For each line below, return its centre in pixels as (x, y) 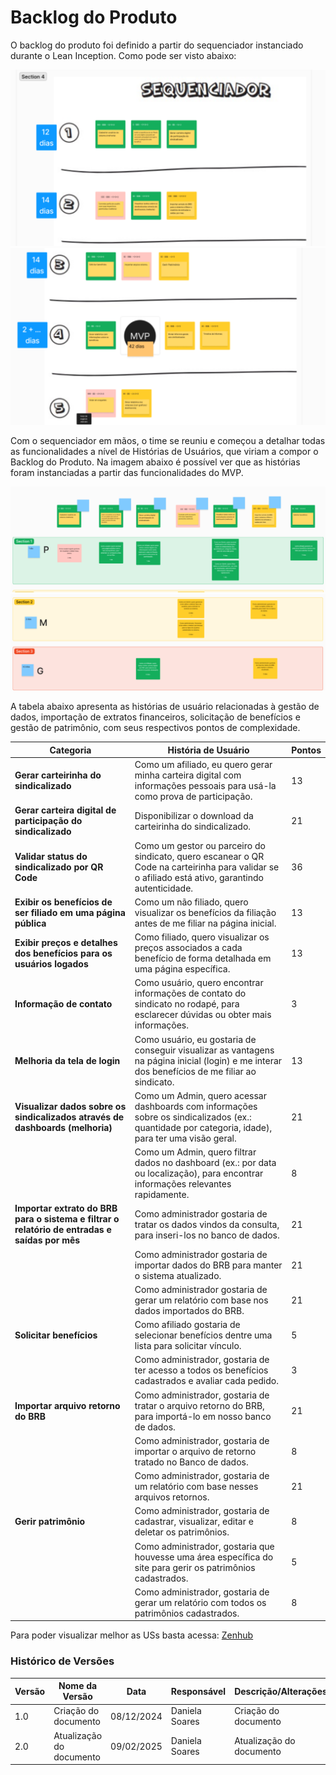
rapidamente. (162, 1195)
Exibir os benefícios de (63, 902)
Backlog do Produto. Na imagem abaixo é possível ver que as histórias (155, 462)
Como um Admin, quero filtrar (195, 1152)
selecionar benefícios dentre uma (203, 1335)
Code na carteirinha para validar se (207, 867)
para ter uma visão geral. (185, 1138)
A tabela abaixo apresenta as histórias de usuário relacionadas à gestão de (165, 707)
